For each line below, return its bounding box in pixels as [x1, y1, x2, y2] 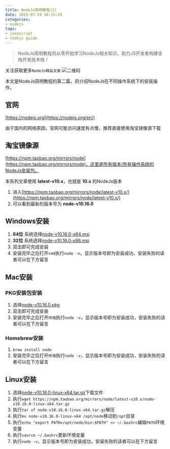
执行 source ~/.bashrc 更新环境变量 [12, 432, 85, 438]
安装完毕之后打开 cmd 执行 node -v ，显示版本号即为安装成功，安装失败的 [12, 250, 160, 256]
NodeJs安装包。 [5, 167, 40, 173]
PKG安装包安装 [5, 289, 42, 296]
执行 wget [12, 396, 31, 402]
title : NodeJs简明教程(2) [5, 7, 57, 13]
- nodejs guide [5, 36, 38, 41]
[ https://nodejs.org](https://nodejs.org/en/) [5, 115, 95, 121]
